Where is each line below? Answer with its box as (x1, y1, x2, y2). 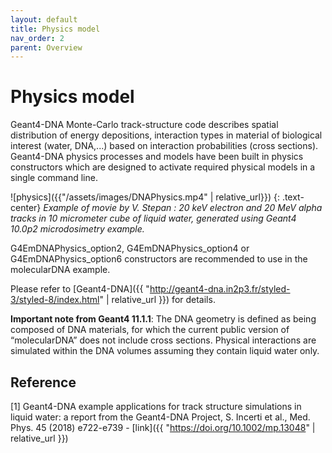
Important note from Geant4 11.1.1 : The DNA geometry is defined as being (10, 313, 317, 325)
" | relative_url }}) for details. (99, 294, 216, 306)
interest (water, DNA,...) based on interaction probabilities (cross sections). (10, 140, 319, 152)
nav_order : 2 (10, 33, 65, 43)
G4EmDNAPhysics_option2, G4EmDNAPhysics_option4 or (10, 242, 250, 255)
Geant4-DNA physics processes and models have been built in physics (10, 151, 304, 163)
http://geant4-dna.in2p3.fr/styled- (149, 283, 291, 295)
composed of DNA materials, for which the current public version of (10, 324, 290, 336)
